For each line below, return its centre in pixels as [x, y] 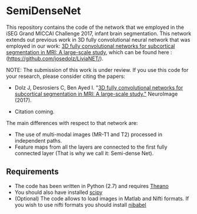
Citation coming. [34, 111]
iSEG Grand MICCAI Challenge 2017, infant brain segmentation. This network [99, 33]
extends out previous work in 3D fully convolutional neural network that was [98, 39]
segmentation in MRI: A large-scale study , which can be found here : [89, 52]
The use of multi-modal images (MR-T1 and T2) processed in [89, 134]
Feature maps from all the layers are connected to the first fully [91, 147]
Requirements [32, 172]
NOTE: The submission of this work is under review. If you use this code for [97, 70]
